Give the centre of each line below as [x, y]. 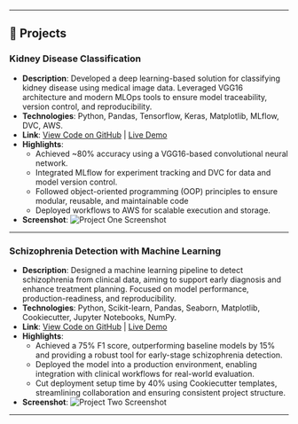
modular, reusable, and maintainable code [112, 200]
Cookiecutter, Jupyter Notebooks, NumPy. [99, 317]
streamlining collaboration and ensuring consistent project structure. [161, 392]
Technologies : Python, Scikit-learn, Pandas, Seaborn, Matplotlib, [141, 308]
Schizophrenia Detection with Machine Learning [115, 251]
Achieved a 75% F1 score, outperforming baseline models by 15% [155, 345]
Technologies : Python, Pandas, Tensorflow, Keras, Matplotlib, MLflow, [150, 115]
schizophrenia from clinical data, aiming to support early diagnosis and [152, 279]
